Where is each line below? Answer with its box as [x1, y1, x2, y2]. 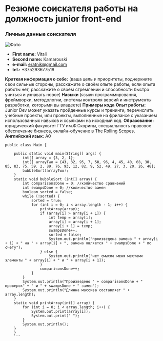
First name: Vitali [12, 51, 47, 57]
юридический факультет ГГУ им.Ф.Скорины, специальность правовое [5, 123, 152, 129]
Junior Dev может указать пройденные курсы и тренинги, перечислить [5, 107, 154, 113]
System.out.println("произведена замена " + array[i [48, 237, 159, 241]
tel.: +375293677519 [12, 67, 55, 73]
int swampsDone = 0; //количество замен [22, 185, 106, 190]
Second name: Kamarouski [12, 57, 67, 62]
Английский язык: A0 [5, 133, 51, 139]
